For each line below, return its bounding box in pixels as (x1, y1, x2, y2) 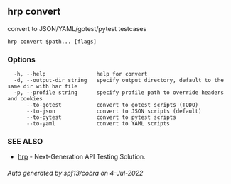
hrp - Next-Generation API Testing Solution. (17, 152, 146, 161)
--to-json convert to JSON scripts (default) (26, 108, 202, 115)
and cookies (7, 96, 43, 103)
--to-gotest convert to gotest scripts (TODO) (26, 102, 199, 109)
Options (7, 54, 36, 64)
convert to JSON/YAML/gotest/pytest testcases (7, 24, 147, 33)
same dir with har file (7, 83, 78, 91)
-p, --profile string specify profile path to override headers (14, 89, 224, 96)
